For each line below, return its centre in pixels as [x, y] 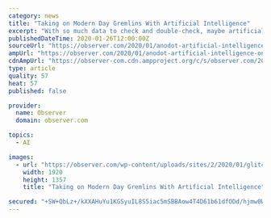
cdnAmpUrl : [27, 61]
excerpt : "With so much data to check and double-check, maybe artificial [137, 31]
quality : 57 [28, 76]
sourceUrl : [27, 46]
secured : [23, 202]
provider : [25, 106]
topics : [21, 135]
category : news [34, 16]
